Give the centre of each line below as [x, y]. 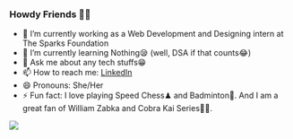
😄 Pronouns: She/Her [63, 85]
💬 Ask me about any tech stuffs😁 [84, 63]
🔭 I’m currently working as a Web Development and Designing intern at [153, 34]
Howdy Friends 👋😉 [50, 14]
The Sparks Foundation [65, 43]
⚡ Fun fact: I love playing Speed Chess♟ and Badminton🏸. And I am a [150, 96]
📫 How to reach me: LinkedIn [77, 73]
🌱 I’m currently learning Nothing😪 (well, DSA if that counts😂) [137, 53]
